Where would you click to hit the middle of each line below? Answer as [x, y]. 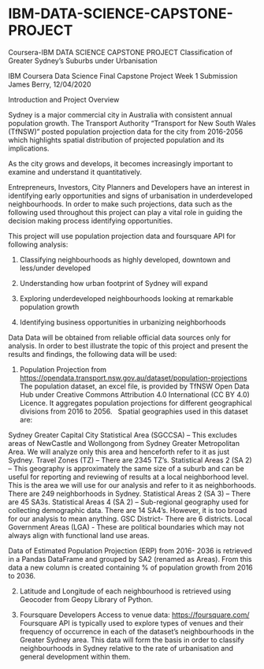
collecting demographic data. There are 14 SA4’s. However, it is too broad [128, 510]
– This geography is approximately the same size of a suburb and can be [126, 468]
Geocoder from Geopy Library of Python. [86, 599]
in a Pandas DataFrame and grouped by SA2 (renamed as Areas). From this [130, 559]
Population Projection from [63, 369]
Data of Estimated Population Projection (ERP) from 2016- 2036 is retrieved [130, 550]
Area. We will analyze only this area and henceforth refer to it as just [119, 452]
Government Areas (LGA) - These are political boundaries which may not [126, 527]
